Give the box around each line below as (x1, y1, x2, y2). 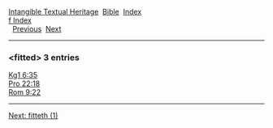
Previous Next (11, 24, 62, 33)
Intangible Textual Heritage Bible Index (8, 7, 142, 16)
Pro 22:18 (8, 79, 41, 88)
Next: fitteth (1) (8, 111, 58, 121)
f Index (8, 15, 32, 25)
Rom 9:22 (8, 87, 41, 97)
